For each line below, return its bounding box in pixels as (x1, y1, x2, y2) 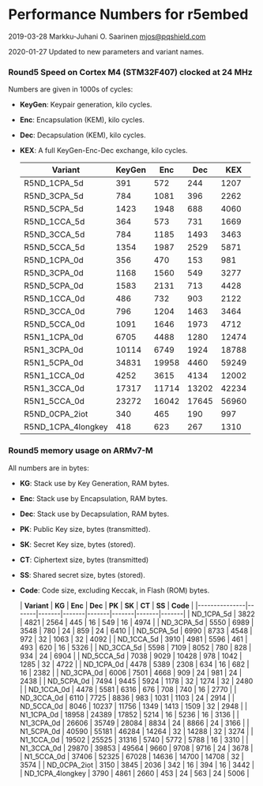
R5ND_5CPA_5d (23, 204, 85, 215)
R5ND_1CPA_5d (23, 178, 85, 189)
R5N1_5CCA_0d (23, 396, 85, 407)
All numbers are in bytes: (8, 463, 89, 473)
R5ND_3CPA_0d (23, 268, 85, 279)
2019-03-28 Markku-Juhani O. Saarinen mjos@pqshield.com (8, 32, 206, 41)
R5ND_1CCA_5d (23, 216, 85, 227)
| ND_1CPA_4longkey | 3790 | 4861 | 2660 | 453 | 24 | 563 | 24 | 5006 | (19, 768, 250, 778)
